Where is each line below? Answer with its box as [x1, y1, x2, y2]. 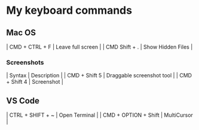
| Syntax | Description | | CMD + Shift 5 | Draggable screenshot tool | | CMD [6, 72, 192, 79]
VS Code [6, 95, 40, 105]
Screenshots [6, 58, 44, 66]
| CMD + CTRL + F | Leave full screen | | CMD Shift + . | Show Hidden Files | [6, 43, 193, 50]
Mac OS [6, 28, 36, 38]
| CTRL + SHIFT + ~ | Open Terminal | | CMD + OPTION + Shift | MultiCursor [6, 111, 193, 119]
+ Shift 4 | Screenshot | [6, 78, 64, 86]
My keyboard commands [6, 4, 133, 17]
